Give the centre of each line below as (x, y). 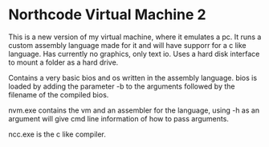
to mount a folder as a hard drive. (63, 62)
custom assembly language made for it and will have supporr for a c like (127, 45)
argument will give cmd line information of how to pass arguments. (118, 118)
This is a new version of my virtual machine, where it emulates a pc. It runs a (135, 37)
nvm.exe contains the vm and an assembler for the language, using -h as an (134, 110)
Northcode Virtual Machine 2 (107, 15)
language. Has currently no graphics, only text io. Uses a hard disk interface (134, 54)
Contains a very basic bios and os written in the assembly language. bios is (133, 77)
